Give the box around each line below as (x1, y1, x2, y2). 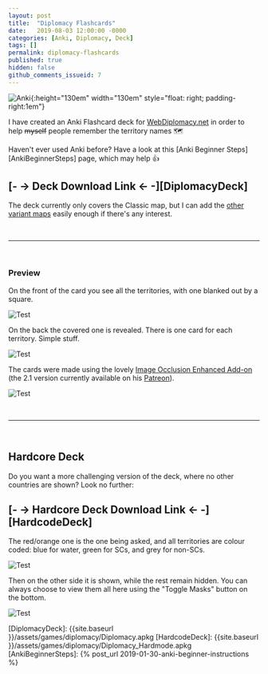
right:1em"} (8, 101, 45, 111)
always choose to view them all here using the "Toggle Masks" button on (8, 585, 248, 594)
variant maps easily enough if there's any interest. (8, 209, 173, 219)
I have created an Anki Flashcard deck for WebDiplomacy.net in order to (8, 117, 245, 126)
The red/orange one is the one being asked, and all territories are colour (8, 537, 246, 546)
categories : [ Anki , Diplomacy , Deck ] (8, 34, 134, 42)
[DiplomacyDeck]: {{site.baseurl (8, 624, 114, 633)
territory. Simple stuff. (8, 333, 80, 343)
